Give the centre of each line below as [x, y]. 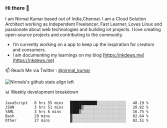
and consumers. [29, 50]
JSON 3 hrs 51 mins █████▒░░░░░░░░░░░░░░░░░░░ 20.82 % [77, 107]
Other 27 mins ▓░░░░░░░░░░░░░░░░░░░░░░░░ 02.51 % [77, 120]
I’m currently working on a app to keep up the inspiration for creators [83, 44]
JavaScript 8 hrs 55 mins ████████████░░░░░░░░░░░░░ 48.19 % [77, 103]
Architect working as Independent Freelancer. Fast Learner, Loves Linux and [84, 24]
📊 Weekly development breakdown [42, 92]
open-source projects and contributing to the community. [64, 35]
